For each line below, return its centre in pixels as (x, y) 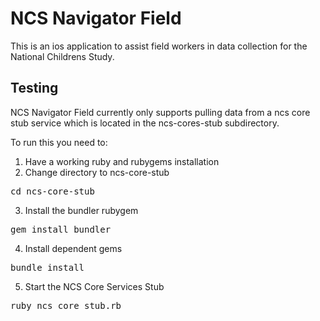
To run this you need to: (59, 142)
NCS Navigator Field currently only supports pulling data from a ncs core (160, 112)
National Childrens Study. (62, 56)
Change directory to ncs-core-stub (97, 172)
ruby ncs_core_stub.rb (66, 305)
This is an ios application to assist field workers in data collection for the (159, 46)
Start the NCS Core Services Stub (94, 286)
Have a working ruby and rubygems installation (122, 161)
